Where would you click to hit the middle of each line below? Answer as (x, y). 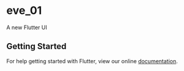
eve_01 (24, 11)
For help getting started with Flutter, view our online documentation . (92, 61)
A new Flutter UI (27, 27)
